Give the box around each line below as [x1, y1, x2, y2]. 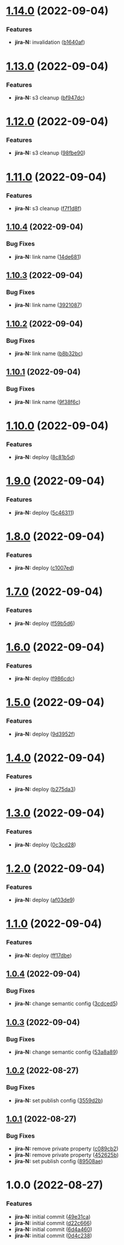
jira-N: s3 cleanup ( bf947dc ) [14, 94, 85, 101]
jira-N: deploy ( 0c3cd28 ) [14, 841, 76, 848]
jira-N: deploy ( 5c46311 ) [14, 509, 74, 516]
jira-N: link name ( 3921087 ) [14, 301, 83, 309]
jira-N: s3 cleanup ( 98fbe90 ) [14, 149, 86, 156]
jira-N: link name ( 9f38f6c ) [14, 398, 81, 405]
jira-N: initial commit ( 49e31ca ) [14, 1213, 91, 1220]
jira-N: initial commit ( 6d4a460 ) [14, 1225, 93, 1233]
